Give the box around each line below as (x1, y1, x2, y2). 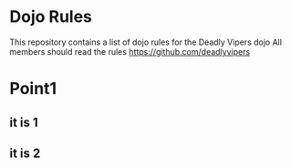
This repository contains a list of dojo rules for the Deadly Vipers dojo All (9, 37, 283, 47)
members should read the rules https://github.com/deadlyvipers (9, 46, 251, 57)
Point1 (9, 78, 57, 99)
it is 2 (9, 145, 41, 161)
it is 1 (9, 114, 38, 130)
